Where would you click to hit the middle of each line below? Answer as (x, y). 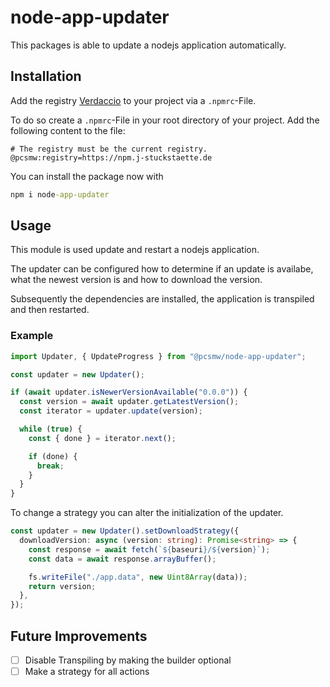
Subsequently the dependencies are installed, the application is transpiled (162, 299)
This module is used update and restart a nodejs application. (135, 250)
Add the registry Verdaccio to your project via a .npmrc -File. (133, 100)
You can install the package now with (87, 176)
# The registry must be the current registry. (109, 149)
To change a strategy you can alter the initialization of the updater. (147, 513)
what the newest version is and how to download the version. (136, 280)
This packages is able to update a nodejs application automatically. (148, 45)
